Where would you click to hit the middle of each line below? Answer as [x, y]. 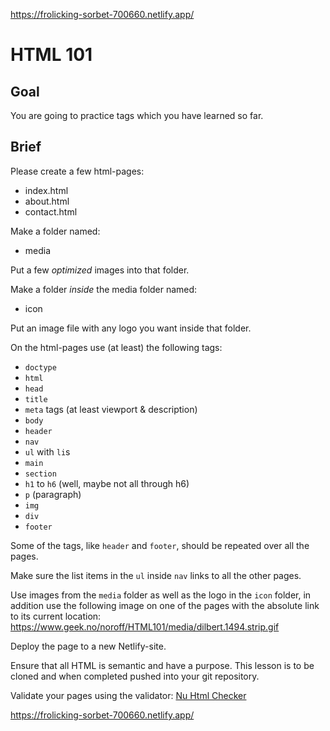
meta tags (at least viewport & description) [111, 409]
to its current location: [56, 616]
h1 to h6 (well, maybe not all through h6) [107, 483]
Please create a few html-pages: [77, 171]
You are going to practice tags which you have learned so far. [137, 115]
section [40, 474]
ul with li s [47, 451]
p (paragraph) [53, 494]
